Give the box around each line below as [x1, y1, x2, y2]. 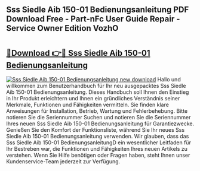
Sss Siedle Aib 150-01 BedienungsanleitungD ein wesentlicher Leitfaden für [6, 139, 191, 146]
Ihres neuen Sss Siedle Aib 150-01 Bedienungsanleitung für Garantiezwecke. [6, 120, 195, 127]
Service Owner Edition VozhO [6, 23, 119, 33]
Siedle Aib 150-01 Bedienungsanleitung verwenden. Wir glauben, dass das [6, 133, 189, 140]
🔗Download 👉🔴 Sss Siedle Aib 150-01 [6, 47, 150, 58]
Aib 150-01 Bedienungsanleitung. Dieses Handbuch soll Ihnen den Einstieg [6, 88, 189, 96]
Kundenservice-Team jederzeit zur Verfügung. [6, 158, 121, 165]
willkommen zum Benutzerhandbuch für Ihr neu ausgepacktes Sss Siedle [6, 83, 186, 89]
